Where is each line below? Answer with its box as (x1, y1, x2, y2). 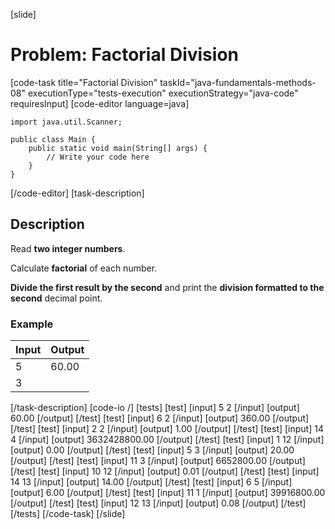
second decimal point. (10, 292, 103, 304)
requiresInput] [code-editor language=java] (10, 97, 190, 109)
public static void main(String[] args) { (28, 143, 208, 153)
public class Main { (10, 134, 97, 144)
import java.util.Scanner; (10, 117, 123, 127)
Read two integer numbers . (10, 242, 126, 254)
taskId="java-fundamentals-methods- (159, 76, 317, 88)
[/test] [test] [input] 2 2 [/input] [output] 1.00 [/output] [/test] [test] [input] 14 (10, 423, 324, 435)
